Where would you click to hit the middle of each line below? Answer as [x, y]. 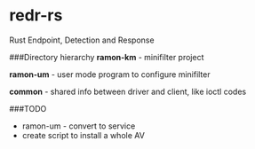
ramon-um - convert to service [79, 126]
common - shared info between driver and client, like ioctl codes [128, 91]
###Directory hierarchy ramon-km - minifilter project [107, 57]
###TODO [28, 108]
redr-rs [36, 16]
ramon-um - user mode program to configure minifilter [110, 74]
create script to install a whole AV [83, 135]
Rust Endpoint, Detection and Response [82, 40]
